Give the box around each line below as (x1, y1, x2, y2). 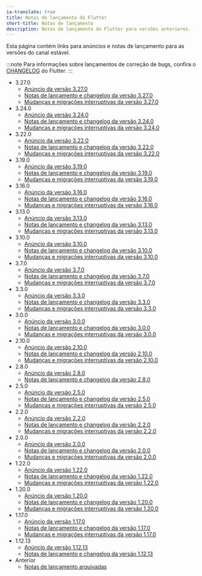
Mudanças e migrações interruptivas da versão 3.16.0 (24, 202, 158, 209)
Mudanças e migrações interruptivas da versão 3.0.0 (24, 331, 157, 338)
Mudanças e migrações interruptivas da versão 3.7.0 (24, 279, 156, 286)
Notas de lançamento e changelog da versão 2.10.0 (24, 350, 153, 357)
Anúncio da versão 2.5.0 (24, 389, 86, 396)
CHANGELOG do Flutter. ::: (6, 67, 73, 75)
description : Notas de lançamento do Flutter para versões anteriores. (6, 26, 191, 32)
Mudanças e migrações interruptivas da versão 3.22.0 (24, 150, 160, 157)
